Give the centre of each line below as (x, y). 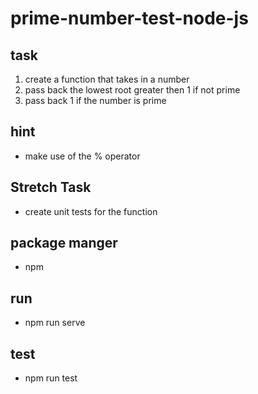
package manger (64, 243)
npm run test (51, 378)
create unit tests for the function (91, 211)
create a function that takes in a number (107, 79)
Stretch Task (51, 187)
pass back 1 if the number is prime (95, 100)
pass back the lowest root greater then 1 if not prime (132, 90)
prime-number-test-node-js (129, 18)
